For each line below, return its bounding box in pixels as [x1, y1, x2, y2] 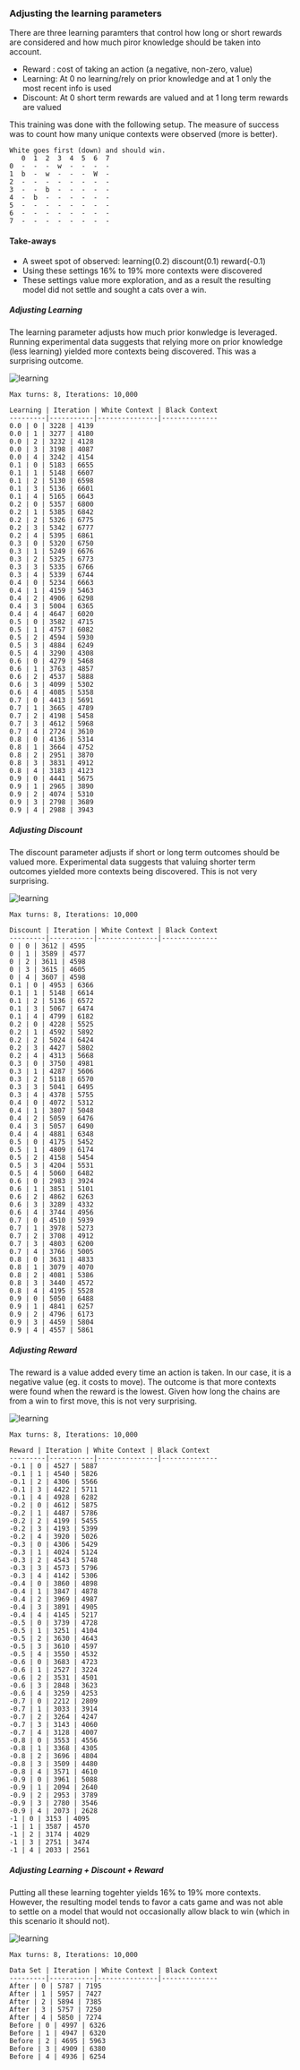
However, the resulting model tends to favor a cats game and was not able [9, 1897, 284, 1908]
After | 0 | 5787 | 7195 [9, 1982, 102, 1991]
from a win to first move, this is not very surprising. [9, 1396, 198, 1406]
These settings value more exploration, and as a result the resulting [21, 274, 271, 285]
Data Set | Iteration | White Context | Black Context [9, 1966, 219, 1975]
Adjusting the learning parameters [9, 7, 163, 20]
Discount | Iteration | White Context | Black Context [9, 926, 219, 935]
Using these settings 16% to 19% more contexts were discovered [21, 265, 262, 276]
